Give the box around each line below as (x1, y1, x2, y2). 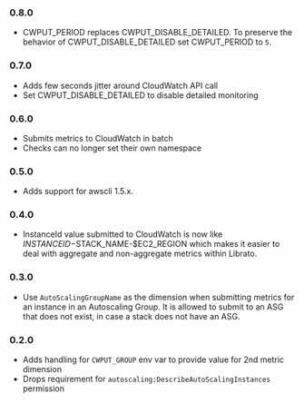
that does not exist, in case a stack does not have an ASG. (22, 310, 240, 321)
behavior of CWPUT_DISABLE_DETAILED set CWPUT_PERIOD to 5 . (22, 36, 272, 47)
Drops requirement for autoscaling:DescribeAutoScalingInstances (22, 374, 270, 385)
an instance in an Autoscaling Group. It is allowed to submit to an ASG (22, 301, 284, 312)
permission (22, 383, 65, 394)
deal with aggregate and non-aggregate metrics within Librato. (22, 248, 258, 260)
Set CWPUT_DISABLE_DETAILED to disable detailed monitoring (22, 89, 259, 101)
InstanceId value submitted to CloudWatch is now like (22, 229, 223, 240)
